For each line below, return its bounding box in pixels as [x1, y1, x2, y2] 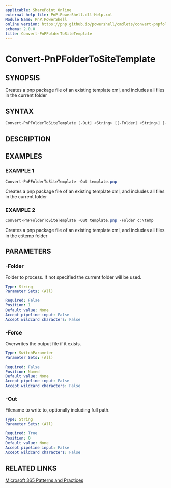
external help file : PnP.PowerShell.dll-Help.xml [5, 12, 113, 17]
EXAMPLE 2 [5, 206, 36, 213]
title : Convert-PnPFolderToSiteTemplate [5, 31, 93, 36]
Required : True [5, 431, 38, 436]
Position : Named [5, 369, 40, 374]
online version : [5, 21, 40, 27]
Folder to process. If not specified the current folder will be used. [5, 274, 141, 280]
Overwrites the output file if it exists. [5, 340, 81, 347]
